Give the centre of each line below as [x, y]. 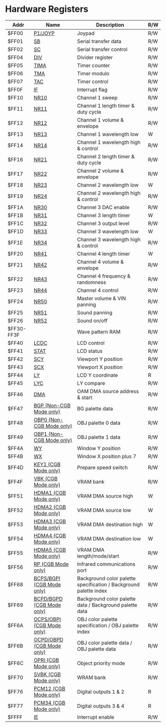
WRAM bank [91, 677]
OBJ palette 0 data [99, 423]
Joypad [86, 33]
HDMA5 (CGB [50, 550]
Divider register [95, 57]
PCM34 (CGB [50, 703]
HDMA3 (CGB [50, 521]
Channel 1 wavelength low [108, 134]
